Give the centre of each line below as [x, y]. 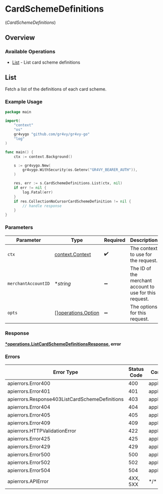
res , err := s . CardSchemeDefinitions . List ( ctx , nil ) [68, 183]
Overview [20, 38]
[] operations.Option [77, 312]
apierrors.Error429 [29, 447]
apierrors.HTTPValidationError [42, 431]
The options [144, 307]
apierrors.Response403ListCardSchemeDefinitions [65, 399]
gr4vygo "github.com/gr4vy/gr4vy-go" [52, 134]
